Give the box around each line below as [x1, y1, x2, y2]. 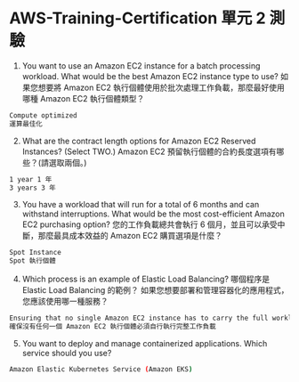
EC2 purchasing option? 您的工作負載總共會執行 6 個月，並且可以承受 [21, 219, 278, 230]
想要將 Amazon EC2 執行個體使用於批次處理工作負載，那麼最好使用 [37, 82, 285, 93]
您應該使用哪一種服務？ [21, 296, 109, 307]
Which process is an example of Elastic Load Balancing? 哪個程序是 [21, 273, 271, 285]
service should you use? [21, 347, 112, 358]
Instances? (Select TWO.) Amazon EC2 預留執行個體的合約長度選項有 [21, 146, 277, 157]
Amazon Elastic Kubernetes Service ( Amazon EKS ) [9, 364, 193, 374]
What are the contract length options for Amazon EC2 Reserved [21, 135, 256, 146]
